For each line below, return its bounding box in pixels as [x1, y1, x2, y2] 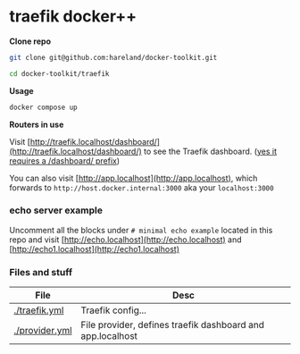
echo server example [9, 204, 103, 216]
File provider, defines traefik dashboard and [80, 319, 265, 332]
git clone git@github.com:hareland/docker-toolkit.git [9, 53, 218, 62]
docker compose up [9, 103, 78, 112]
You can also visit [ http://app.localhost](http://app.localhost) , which [9, 173, 258, 183]
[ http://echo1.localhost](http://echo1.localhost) [9, 243, 180, 254]
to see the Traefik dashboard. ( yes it [144, 146, 277, 156]
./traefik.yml [13, 304, 64, 316]
